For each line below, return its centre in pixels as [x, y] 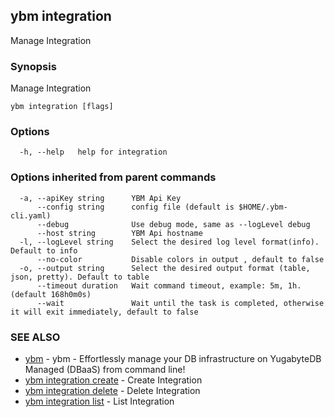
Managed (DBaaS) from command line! [105, 369]
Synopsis [33, 66]
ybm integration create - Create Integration [113, 380]
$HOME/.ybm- [263, 207]
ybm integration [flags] [62, 107]
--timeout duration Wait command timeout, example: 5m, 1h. [169, 285]
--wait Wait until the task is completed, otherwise [180, 303]
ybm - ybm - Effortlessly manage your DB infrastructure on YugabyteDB [173, 358]
